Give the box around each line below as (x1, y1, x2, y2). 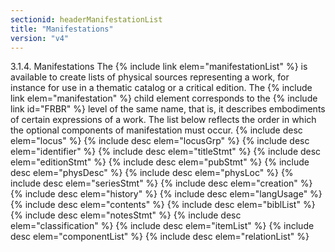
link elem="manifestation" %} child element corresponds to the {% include (10, 92, 318, 105)
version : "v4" (10, 33, 70, 43)
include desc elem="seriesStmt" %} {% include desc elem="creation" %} (10, 177, 313, 190)
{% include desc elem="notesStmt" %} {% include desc (10, 209, 242, 221)
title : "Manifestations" (10, 24, 114, 34)
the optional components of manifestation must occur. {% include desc (10, 124, 303, 136)
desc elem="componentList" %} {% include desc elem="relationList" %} (10, 231, 310, 243)
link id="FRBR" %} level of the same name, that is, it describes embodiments (10, 103, 326, 115)
